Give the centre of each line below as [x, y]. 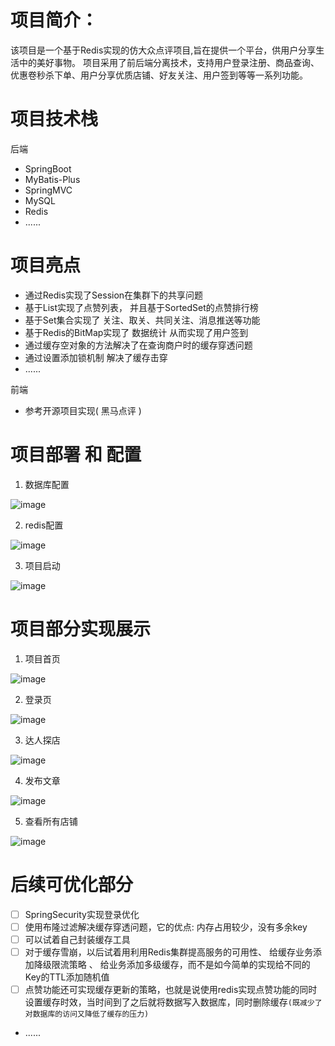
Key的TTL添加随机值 [67, 977]
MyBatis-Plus [52, 179]
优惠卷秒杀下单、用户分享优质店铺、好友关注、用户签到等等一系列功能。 [159, 75]
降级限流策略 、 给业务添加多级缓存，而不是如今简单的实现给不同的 [172, 964]
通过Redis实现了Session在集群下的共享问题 [114, 295]
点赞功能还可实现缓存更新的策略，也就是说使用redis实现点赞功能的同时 [171, 989]
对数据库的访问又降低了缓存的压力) [87, 1014]
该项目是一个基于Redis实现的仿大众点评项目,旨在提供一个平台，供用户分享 [163, 50]
